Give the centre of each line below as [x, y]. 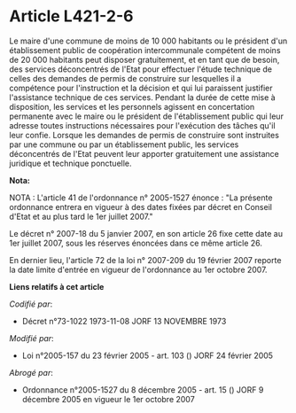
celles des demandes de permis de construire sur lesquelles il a [125, 78]
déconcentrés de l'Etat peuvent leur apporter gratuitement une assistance [144, 153]
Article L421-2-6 [71, 16]
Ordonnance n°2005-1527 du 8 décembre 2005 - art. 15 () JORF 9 [143, 390]
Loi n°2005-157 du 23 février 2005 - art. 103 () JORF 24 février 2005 [147, 355]
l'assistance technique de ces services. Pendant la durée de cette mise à [143, 97]
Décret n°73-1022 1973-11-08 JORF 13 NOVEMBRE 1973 [124, 321]
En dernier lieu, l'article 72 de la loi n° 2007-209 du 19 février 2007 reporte [145, 260]
